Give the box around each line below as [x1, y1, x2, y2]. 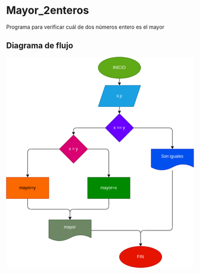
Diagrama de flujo [6, 41, 73, 51]
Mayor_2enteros [6, 4, 89, 17]
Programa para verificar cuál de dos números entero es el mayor [6, 23, 165, 30]
